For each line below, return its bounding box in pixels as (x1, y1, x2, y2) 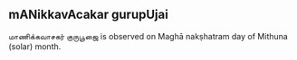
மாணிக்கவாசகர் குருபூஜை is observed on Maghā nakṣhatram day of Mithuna (8, 30, 289, 41)
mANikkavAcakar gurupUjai (8, 7, 168, 22)
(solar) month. (8, 40, 62, 52)
